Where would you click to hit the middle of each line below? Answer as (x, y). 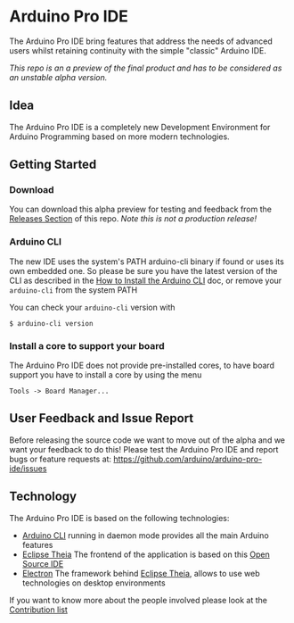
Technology (43, 497)
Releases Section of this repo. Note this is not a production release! (133, 219)
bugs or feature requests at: (61, 459)
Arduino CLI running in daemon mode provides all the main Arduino (145, 535)
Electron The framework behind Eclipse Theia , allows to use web (141, 573)
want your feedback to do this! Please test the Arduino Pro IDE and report (144, 449)
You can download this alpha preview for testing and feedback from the (140, 209)
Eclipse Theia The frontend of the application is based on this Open (146, 554)
